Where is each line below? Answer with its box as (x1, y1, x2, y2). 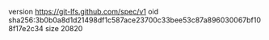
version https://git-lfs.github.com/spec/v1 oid (8, 7, 159, 16)
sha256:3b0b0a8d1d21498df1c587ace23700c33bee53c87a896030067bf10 (8, 15, 261, 25)
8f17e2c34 (8, 24, 44, 33)
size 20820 (45, 24, 83, 33)
